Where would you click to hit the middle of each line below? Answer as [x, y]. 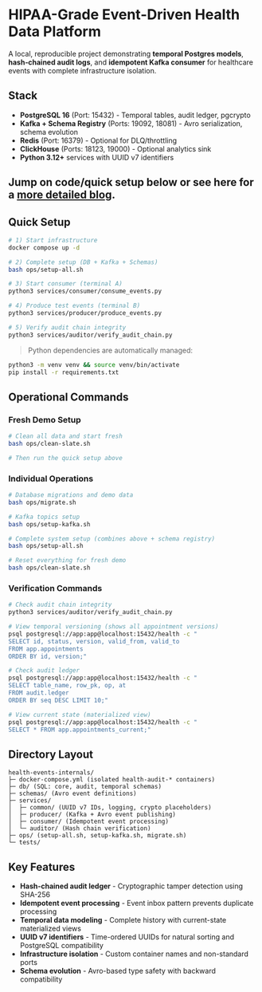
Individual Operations [51, 478]
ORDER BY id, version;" [48, 656]
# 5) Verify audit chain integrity [67, 327]
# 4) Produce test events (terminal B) [74, 306]
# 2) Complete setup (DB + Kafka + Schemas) [83, 262]
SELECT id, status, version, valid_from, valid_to [94, 641]
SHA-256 [35, 895]
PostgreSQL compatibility [61, 946]
